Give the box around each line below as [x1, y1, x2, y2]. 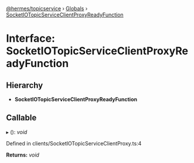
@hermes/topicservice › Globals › [6, 5, 88, 12]
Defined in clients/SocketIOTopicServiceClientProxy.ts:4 [6, 139, 142, 147]
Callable [6, 113, 37, 123]
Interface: [6, 32, 56, 45]
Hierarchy [6, 80, 43, 90]
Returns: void [6, 151, 40, 158]
